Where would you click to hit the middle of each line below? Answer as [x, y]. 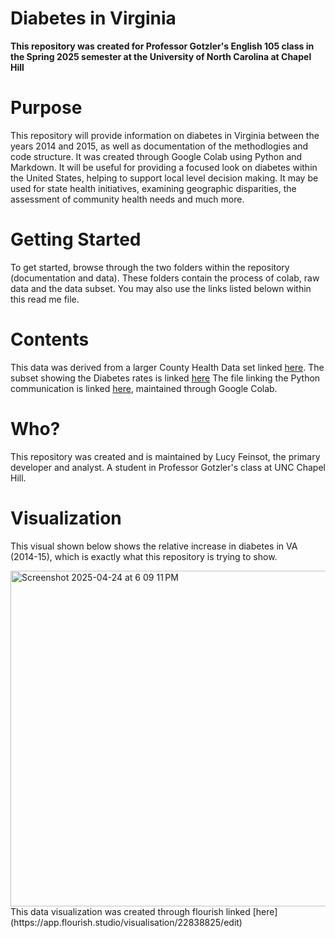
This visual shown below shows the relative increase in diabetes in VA [154, 546]
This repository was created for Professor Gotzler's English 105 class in [162, 46]
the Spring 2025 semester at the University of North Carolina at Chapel [161, 56]
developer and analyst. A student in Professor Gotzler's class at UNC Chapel [168, 467]
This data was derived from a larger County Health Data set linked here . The [167, 367]
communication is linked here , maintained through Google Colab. [144, 388]
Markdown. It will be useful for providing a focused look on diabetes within [164, 167]
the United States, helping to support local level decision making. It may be [164, 178]
